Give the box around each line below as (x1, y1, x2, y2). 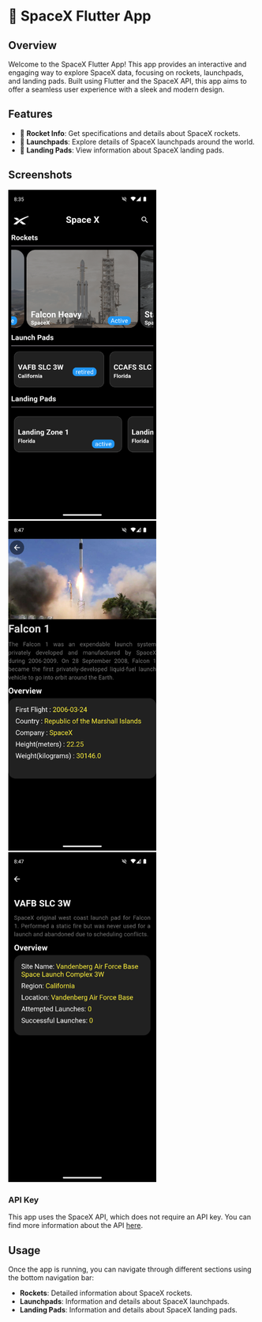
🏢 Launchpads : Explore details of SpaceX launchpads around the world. (19, 137, 255, 146)
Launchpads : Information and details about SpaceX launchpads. (19, 1297, 230, 1306)
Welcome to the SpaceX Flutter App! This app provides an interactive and (8, 59, 247, 69)
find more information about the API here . (8, 1221, 144, 1230)
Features (8, 107, 53, 121)
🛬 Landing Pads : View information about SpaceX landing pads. (19, 145, 225, 155)
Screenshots (8, 168, 73, 182)
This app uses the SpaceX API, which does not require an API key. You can (8, 1212, 251, 1222)
